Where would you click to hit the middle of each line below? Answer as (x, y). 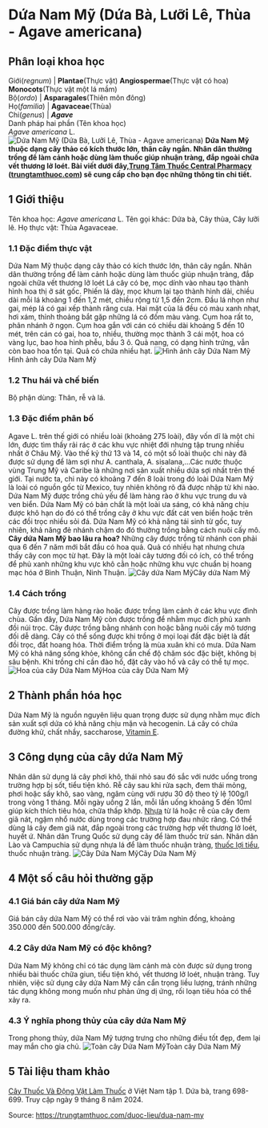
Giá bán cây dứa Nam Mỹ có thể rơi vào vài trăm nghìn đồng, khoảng (122, 919)
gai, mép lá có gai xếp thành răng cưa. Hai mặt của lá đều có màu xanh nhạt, (134, 308)
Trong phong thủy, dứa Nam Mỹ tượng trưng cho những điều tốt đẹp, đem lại (134, 1037)
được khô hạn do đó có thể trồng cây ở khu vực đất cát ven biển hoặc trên (131, 513)
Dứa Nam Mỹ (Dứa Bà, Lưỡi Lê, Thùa (130, 15)
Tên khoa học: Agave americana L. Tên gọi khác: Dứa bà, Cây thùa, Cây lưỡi (134, 219)
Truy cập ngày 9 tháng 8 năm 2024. (84, 1099)
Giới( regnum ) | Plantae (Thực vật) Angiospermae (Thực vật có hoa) (119, 81)
